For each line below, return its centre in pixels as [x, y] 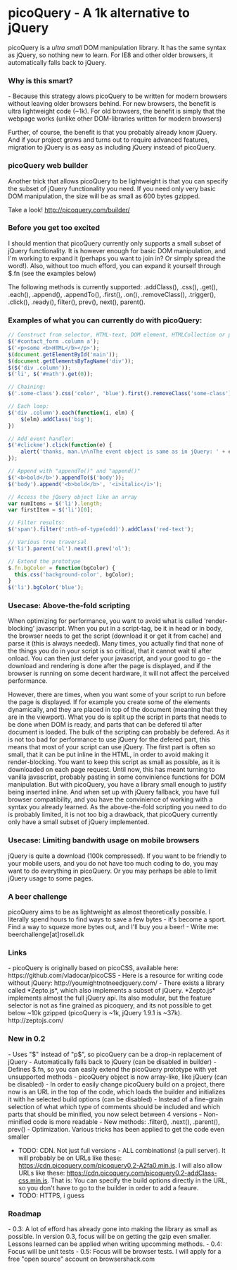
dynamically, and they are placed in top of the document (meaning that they [118, 710]
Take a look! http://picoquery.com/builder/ [69, 210]
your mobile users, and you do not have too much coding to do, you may [113, 863]
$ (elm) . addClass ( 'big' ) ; [57, 419]
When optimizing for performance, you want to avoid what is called [105, 621]
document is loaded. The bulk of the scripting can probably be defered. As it [119, 732]
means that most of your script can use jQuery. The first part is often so [112, 747]
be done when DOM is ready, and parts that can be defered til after [105, 725]
